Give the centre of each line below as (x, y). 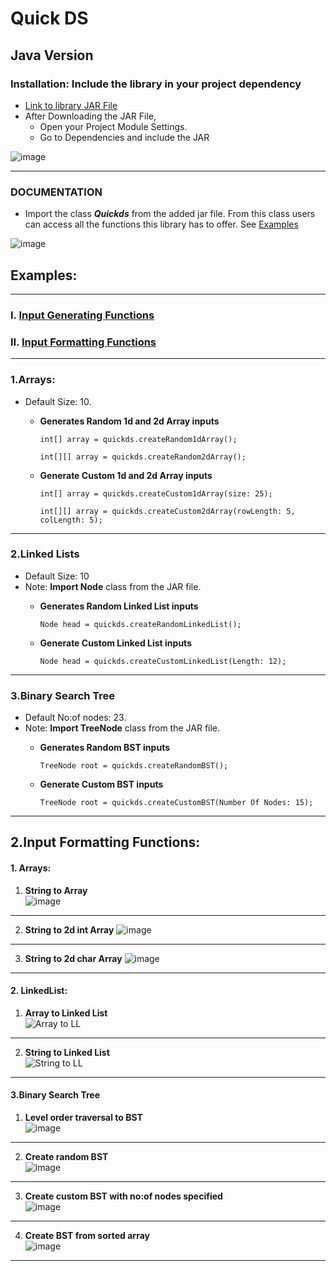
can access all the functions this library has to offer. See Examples (161, 224)
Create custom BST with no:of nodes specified (123, 1196)
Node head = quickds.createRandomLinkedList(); (140, 624)
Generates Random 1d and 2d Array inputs (129, 421)
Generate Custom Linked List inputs (115, 643)
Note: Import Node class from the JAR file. (113, 586)
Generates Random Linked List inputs (119, 606)
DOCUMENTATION (56, 192)
